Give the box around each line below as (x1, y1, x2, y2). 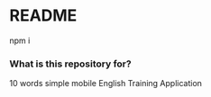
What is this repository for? (9, 57, 133, 70)
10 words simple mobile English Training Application (9, 78, 203, 89)
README (9, 5, 78, 26)
